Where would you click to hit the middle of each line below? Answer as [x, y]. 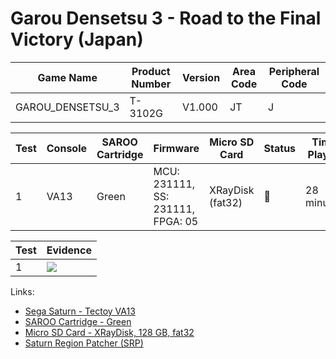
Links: [22, 291]
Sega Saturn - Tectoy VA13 [80, 311]
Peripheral [294, 71]
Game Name [67, 77]
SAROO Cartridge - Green [78, 321]
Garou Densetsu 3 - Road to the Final [166, 18]
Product [151, 71]
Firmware [176, 148]
